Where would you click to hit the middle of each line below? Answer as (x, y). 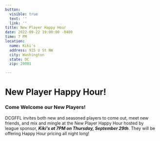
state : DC (19, 59)
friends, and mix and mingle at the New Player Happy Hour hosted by (74, 123)
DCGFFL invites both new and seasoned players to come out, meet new (77, 118)
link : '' (18, 23)
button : (13, 9)
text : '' (18, 18)
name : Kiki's (23, 46)
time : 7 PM (16, 37)
